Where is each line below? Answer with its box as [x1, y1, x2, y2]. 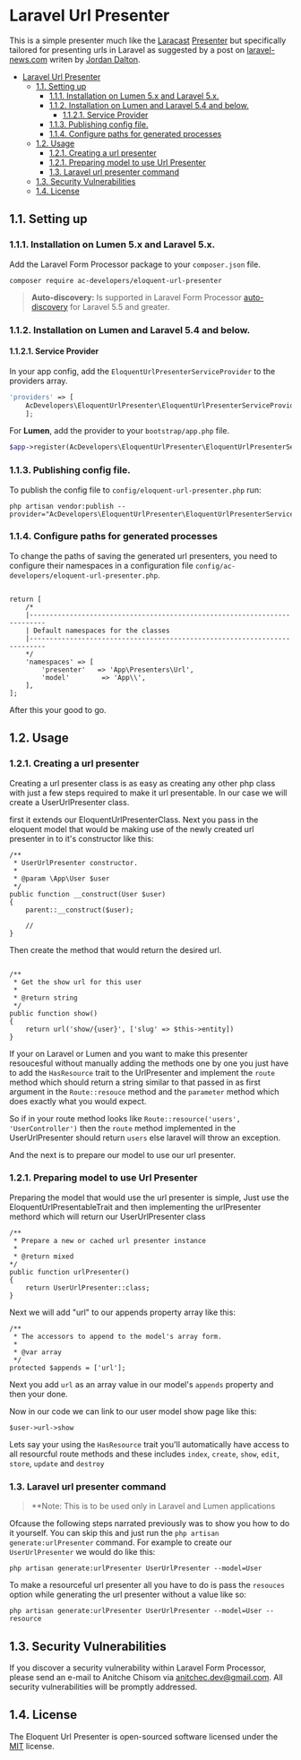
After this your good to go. [9, 704, 107, 715]
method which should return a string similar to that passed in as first [9, 1077, 262, 1087]
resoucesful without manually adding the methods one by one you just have [9, 1058, 289, 1069]
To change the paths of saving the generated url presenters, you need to [9, 550, 278, 561]
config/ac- [195, 562, 236, 571]
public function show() [9, 1009, 99, 1017]
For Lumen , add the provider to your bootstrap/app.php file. [9, 425, 230, 436]
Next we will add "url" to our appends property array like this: [9, 1307, 236, 1318]
